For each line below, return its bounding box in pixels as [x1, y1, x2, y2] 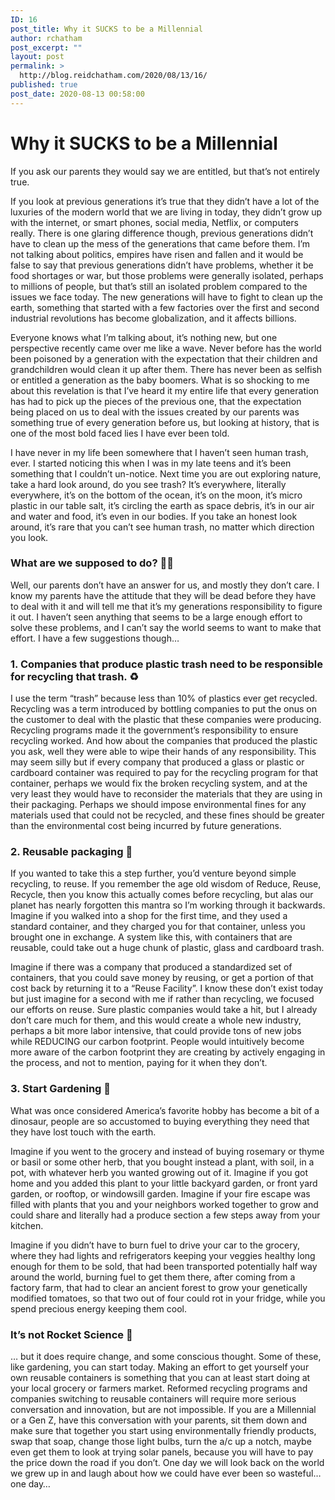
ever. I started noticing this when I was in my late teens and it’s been [10, 457, 292, 469]
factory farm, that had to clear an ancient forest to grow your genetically [10, 1281, 308, 1293]
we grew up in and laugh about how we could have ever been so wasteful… [10, 1467, 322, 1480]
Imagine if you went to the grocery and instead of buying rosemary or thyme [10, 1145, 325, 1157]
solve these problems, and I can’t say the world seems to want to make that [10, 621, 322, 633]
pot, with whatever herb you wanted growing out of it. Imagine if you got [10, 1166, 308, 1178]
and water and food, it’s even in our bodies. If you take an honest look [10, 510, 298, 522]
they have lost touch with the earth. [10, 1126, 157, 1138]
